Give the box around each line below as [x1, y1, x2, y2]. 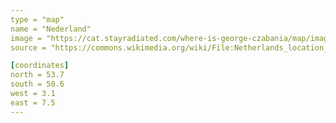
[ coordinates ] [10, 61, 70, 71]
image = [10, 33, 43, 43]
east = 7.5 [10, 97, 56, 108]
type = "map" [10, 14, 65, 25]
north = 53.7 [10, 70, 65, 80]
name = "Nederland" [10, 24, 92, 34]
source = [10, 42, 47, 53]
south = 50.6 [10, 79, 65, 90]
